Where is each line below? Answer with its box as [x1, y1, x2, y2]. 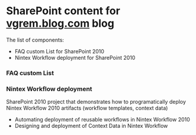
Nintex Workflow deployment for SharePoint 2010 [14, 54, 136, 61]
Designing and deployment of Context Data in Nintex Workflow [14, 123, 168, 130]
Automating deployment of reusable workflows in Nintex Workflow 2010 [14, 116, 191, 123]
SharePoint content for [6, 4, 120, 18]
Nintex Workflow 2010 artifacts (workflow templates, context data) [6, 105, 168, 112]
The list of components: [6, 36, 64, 43]
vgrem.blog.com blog [6, 17, 114, 30]
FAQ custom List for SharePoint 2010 [14, 47, 105, 54]
